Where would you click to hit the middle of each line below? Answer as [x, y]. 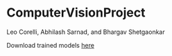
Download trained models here [51, 45]
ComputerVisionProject [76, 13]
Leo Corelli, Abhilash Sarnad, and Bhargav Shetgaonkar [86, 32]
